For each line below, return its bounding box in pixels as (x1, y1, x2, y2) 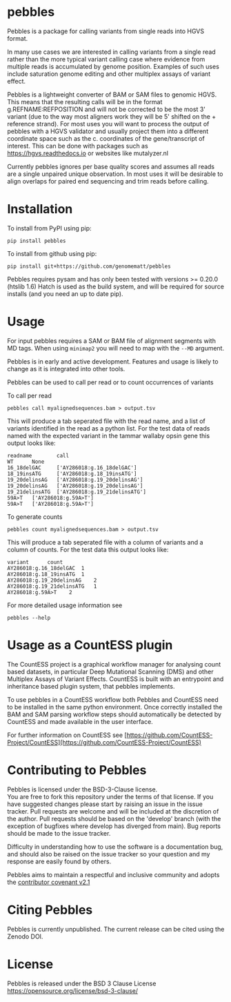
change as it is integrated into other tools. (7, 364, 125, 373)
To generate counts (7, 512, 63, 521)
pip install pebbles (7, 237, 67, 244)
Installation (7, 202, 73, 217)
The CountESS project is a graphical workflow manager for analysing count (7, 660, 221, 668)
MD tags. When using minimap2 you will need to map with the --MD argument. (7, 344, 225, 352)
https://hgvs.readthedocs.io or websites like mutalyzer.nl (7, 149, 169, 157)
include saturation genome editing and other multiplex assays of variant (7, 70, 211, 78)
